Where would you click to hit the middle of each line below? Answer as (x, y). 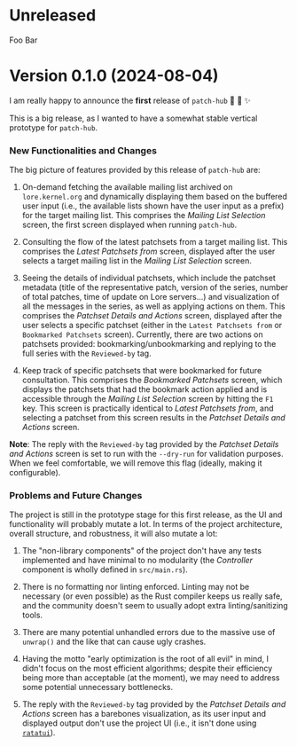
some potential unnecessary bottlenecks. (98, 687)
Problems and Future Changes (76, 496)
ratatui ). (39, 733)
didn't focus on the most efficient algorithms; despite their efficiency (147, 668)
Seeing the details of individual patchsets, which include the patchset (149, 278)
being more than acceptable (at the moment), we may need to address (151, 678)
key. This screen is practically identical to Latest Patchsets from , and (148, 408)
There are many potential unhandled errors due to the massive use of (148, 632)
